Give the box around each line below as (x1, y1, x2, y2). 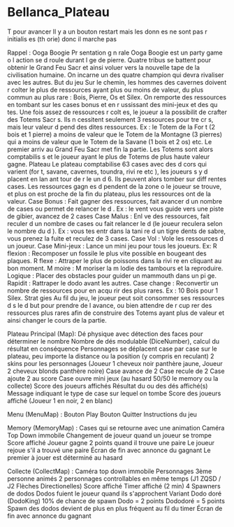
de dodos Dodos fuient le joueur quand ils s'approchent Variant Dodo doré (7, 489, 222, 498)
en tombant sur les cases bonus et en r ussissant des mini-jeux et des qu (7, 100, 218, 108)
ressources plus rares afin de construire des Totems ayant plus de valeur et (7, 309, 225, 317)
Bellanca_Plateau (7, 4, 110, 20)
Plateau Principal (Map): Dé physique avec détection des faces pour (7, 330, 204, 338)
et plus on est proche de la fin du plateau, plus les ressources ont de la (7, 190, 212, 198)
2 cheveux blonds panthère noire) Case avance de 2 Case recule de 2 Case (7, 367, 225, 375)
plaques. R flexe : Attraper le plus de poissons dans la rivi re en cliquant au (7, 256, 222, 265)
